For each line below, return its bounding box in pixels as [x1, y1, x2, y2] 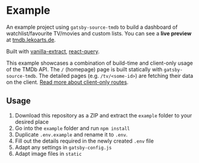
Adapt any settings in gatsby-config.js [14, 143, 112, 150]
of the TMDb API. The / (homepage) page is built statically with [6, 65, 163, 73]
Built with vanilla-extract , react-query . [6, 47, 100, 55]
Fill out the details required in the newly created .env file [14, 137, 154, 144]
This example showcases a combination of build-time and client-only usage [6, 59, 194, 67]
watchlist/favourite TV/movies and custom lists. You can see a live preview [6, 29, 192, 37]
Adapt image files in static [14, 150, 82, 157]
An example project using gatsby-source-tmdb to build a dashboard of [6, 23, 178, 31]
